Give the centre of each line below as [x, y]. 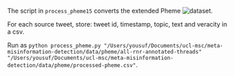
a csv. [16, 32]
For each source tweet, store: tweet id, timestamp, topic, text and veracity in [117, 24]
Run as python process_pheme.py [54, 45]
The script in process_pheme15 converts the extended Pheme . [110, 11]
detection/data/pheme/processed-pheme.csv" [72, 66]
